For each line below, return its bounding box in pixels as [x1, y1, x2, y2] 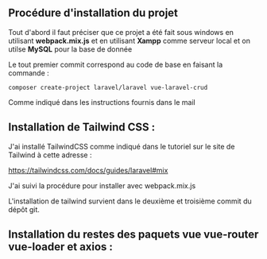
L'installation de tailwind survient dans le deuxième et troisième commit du [8, 196, 252, 206]
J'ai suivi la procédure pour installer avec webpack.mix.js [8, 180, 196, 190]
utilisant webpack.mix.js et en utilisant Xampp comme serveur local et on [8, 36, 250, 45]
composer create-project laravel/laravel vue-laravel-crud [8, 83, 208, 91]
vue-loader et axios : [8, 240, 114, 253]
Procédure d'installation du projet [8, 6, 179, 20]
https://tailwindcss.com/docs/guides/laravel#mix [8, 165, 168, 175]
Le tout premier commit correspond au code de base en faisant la [8, 60, 223, 69]
